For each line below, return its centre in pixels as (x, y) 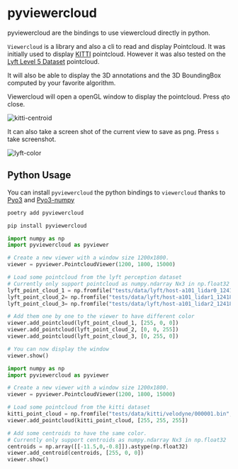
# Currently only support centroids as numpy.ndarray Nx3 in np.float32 (117, 440)
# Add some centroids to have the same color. (77, 433)
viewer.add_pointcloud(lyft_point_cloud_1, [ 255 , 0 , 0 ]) (93, 323)
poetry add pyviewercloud (45, 213)
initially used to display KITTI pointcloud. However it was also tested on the (117, 54)
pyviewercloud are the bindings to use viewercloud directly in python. (109, 33)
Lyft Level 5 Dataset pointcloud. (53, 61)
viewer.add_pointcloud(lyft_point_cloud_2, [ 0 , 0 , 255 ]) (93, 330)
